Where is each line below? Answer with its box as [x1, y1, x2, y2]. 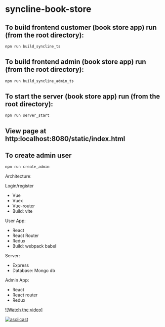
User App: [5, 218, 26, 224]
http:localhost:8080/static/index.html [5, 135, 125, 143]
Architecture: [5, 173, 32, 179]
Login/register [5, 183, 34, 189]
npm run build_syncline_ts [5, 44, 61, 49]
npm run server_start [5, 113, 50, 118]
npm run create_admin [5, 164, 50, 169]
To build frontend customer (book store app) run [5, 23, 157, 32]
